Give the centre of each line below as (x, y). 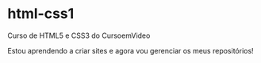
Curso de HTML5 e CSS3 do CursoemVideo (79, 35)
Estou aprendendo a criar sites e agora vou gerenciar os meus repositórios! (131, 50)
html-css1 (41, 14)
